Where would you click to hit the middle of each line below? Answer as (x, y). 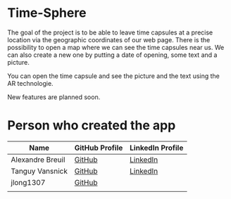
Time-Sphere (47, 13)
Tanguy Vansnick (39, 171)
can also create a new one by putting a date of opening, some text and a (112, 55)
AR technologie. (31, 83)
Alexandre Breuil (38, 160)
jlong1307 (28, 182)
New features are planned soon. (54, 97)
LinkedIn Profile (157, 148)
